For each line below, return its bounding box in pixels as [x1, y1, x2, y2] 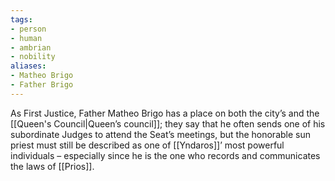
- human [10, 33, 43, 43]
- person [10, 24, 47, 34]
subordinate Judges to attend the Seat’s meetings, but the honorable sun [10, 128, 311, 140]
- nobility [10, 52, 56, 62]
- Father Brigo [10, 80, 74, 90]
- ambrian [10, 42, 52, 53]
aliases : [10, 61, 47, 71]
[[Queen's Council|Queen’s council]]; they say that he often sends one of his [10, 117, 326, 130]
